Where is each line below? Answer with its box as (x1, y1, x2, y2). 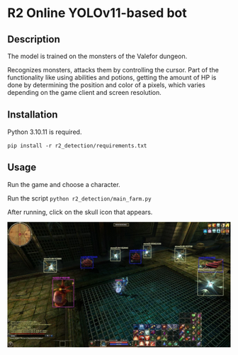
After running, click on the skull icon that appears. (7, 208, 153, 216)
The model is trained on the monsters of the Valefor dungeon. (7, 52, 188, 60)
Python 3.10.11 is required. (7, 128, 82, 136)
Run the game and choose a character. (7, 180, 120, 188)
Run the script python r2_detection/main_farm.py (7, 193, 152, 203)
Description (7, 33, 60, 45)
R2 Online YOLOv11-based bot (7, 5, 187, 21)
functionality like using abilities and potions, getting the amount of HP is (7, 73, 217, 81)
